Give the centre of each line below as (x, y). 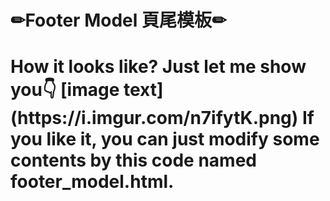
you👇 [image (65, 90)
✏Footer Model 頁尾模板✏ (118, 20)
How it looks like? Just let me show (158, 67)
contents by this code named (133, 160)
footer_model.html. (92, 182)
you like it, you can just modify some (165, 139)
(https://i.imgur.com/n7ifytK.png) (154, 118)
